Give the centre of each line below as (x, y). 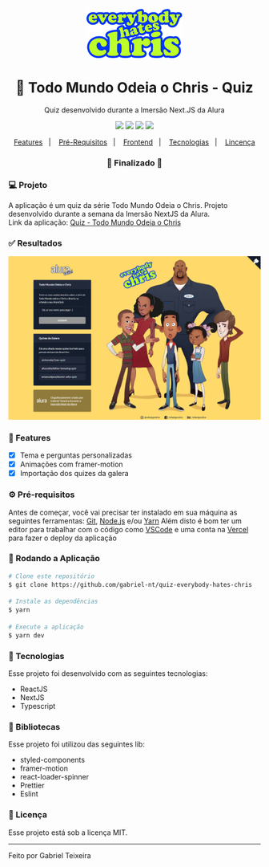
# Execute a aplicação (46, 627)
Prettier (32, 786)
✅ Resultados (35, 243)
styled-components (52, 760)
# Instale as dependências (53, 602)
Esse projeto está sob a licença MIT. (68, 832)
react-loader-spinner (54, 777)
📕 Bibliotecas (34, 727)
